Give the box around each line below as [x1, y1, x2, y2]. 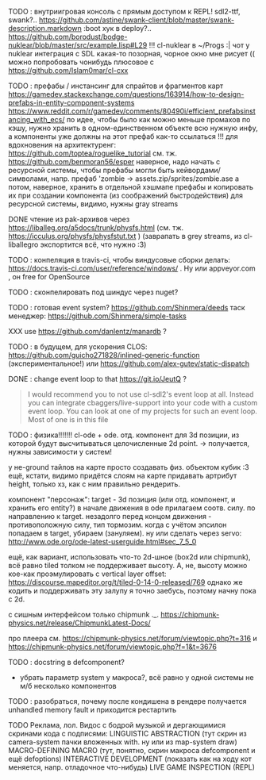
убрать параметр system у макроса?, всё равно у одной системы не [19, 673, 254, 682]
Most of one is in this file [27, 415, 109, 424]
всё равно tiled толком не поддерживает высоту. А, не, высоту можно [8, 561, 248, 570]
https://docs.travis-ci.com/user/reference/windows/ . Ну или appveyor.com [8, 263, 256, 273]
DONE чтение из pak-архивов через [8, 214, 130, 224]
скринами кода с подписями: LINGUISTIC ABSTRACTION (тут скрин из [8, 729, 248, 738]
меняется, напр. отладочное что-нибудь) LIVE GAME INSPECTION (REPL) [8, 763, 256, 772]
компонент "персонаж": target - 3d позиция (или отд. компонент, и [8, 495, 236, 504]
